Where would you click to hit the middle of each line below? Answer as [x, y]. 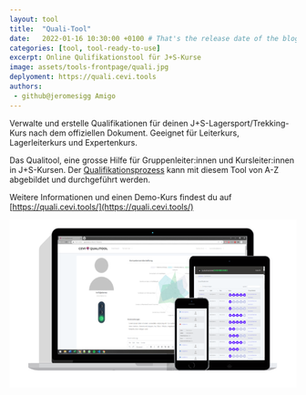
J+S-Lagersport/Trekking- [240, 123]
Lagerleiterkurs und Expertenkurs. [74, 142]
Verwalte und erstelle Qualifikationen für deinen [99, 123]
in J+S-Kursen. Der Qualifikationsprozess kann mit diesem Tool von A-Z [144, 169]
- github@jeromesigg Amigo [65, 96]
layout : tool [34, 19]
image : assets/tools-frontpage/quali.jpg [89, 67]
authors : [26, 86]
